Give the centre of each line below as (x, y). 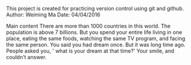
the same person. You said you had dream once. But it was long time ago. (96, 45)
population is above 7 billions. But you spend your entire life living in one (94, 32)
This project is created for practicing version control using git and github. (95, 8)
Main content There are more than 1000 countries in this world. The (88, 26)
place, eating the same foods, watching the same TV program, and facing (96, 38)
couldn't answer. (26, 57)
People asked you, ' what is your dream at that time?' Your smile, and (90, 51)
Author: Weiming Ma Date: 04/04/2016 (53, 15)
